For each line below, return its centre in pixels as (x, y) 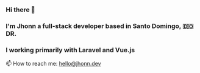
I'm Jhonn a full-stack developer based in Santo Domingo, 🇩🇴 (100, 26)
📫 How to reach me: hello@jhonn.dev (53, 64)
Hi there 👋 (21, 10)
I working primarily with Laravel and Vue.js (70, 50)
